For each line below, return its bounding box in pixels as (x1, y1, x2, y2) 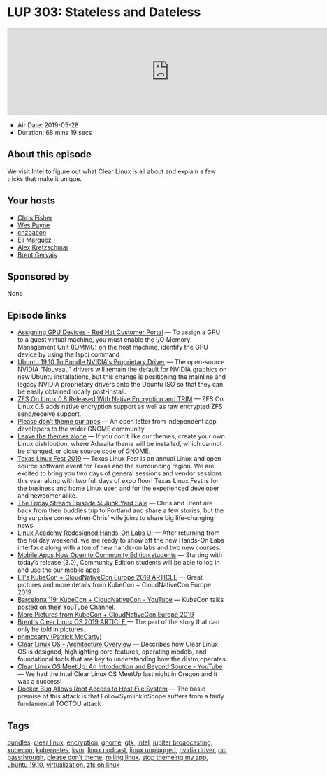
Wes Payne (17, 221, 50, 229)
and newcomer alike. (17, 491, 78, 500)
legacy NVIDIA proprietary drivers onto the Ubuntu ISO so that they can (17, 380, 224, 389)
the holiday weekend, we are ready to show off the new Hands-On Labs (17, 536, 225, 545)
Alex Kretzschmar (17, 243, 69, 252)
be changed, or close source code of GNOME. (17, 447, 151, 455)
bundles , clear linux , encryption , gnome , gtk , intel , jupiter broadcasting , (7, 738, 213, 747)
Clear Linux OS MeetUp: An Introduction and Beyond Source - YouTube (17, 662, 223, 671)
